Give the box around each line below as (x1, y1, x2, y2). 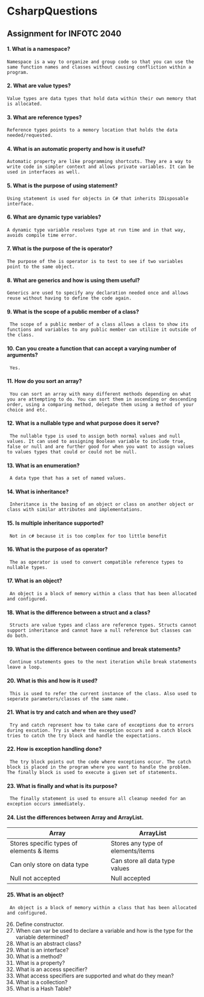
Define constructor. (15, 920, 64, 928)
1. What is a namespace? (7, 45, 71, 53)
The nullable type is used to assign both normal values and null (9, 433, 181, 439)
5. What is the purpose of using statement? (7, 182, 118, 189)
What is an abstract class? (15, 939, 82, 947)
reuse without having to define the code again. (7, 295, 132, 301)
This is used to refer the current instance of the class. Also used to (9, 690, 197, 696)
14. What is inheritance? (7, 488, 69, 495)
